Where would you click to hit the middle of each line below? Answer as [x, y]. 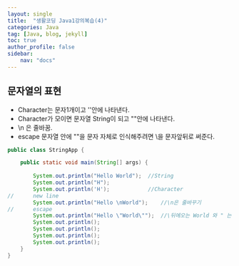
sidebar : [20, 54]
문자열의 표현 [35, 91]
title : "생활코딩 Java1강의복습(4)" [57, 21]
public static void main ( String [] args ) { [84, 163]
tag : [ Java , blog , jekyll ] [47, 34]
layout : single [30, 14]
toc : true [22, 41]
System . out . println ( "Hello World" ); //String [103, 176]
